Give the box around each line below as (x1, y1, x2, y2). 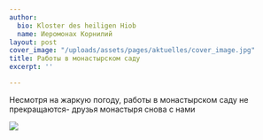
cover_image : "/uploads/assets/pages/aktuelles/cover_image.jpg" (9, 46, 255, 55)
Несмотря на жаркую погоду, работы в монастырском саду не (9, 94, 249, 105)
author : (9, 12, 38, 22)
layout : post (9, 37, 58, 47)
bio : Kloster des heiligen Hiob (17, 21, 137, 30)
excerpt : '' (9, 63, 53, 72)
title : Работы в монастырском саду (9, 54, 141, 63)
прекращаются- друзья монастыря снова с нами (9, 104, 196, 114)
